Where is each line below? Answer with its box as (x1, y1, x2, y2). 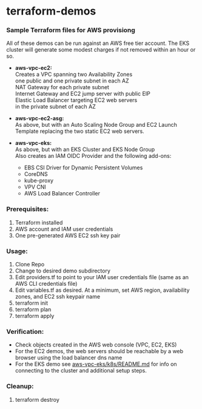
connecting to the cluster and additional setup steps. (15, 367, 147, 374)
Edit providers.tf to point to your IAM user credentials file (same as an (15, 274, 189, 281)
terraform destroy (15, 396, 59, 403)
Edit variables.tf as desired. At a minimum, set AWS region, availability (15, 286, 190, 294)
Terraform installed (15, 218, 63, 226)
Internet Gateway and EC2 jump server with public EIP (15, 90, 150, 98)
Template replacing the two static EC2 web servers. (15, 127, 144, 135)
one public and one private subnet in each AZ (15, 77, 129, 84)
